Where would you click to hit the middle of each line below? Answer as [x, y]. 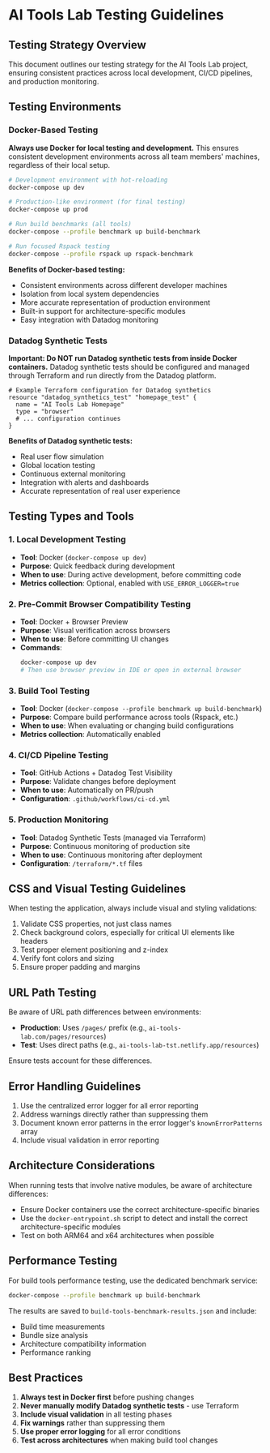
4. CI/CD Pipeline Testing [59, 755]
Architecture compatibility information [83, 1344]
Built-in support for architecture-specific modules [103, 311]
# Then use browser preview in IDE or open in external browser [131, 670]
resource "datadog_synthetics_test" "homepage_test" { [103, 397]
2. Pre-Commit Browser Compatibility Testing [100, 604]
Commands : [41, 647]
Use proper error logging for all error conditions [100, 1432]
